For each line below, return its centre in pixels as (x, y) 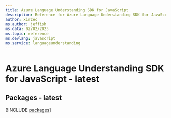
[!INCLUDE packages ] (28, 110)
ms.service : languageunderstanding (43, 43)
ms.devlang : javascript (31, 39)
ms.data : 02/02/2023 (27, 29)
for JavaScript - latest (52, 79)
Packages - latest (34, 98)
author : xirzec (21, 19)
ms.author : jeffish (26, 24)
